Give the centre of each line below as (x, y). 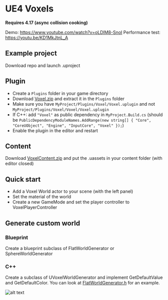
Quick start (23, 179)
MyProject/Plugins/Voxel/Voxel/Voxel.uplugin (60, 110)
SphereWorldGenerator (29, 253)
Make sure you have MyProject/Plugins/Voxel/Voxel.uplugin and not (84, 104)
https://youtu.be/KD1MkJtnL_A (37, 38)
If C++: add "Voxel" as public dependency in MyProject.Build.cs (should (87, 114)
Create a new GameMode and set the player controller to (71, 202)
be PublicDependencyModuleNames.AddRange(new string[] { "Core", (82, 120)
